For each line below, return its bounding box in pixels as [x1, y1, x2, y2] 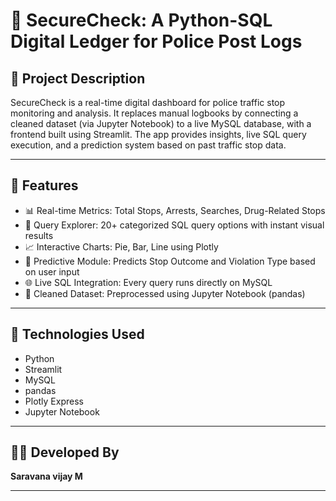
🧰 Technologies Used [10, 326, 145, 343]
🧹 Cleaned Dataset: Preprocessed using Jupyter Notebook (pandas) [24, 287, 306, 299]
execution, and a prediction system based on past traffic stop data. [10, 139, 287, 151]
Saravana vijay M [10, 470, 83, 483]
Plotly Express [24, 395, 84, 407]
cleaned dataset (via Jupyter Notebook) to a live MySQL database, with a [10, 118, 312, 129]
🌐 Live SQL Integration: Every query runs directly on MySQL [24, 276, 273, 288]
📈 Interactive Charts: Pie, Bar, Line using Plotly [24, 240, 219, 253]
